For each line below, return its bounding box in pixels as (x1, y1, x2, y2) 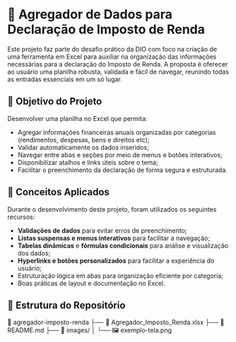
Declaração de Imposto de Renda (7, 21, 205, 38)
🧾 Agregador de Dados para (7, 6, 173, 23)
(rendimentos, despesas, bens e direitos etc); (17, 135, 150, 144)
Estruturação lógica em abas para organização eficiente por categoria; (17, 271, 224, 280)
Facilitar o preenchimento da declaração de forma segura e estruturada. (17, 166, 228, 174)
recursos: (7, 212, 35, 221)
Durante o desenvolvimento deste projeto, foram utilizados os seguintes (7, 205, 217, 213)
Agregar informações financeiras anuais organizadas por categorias (17, 127, 216, 137)
